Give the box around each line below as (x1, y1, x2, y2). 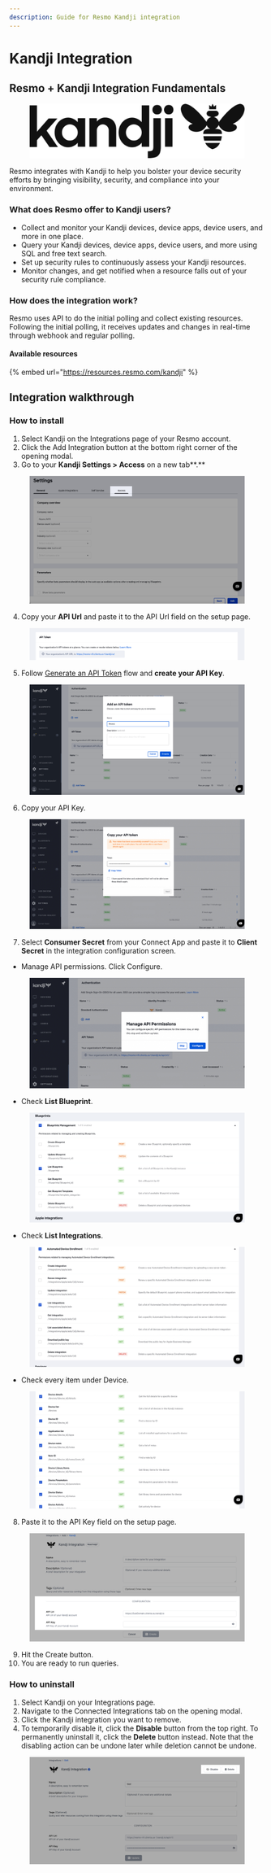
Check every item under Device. (20, 1375, 129, 1385)
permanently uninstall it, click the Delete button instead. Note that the (20, 1731, 254, 1741)
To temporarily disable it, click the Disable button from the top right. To (20, 1723, 259, 1733)
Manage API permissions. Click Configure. (20, 962, 163, 971)
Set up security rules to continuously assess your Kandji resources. (20, 257, 247, 267)
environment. (9, 184, 54, 194)
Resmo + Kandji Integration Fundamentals (9, 81, 226, 95)
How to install (9, 415, 64, 426)
